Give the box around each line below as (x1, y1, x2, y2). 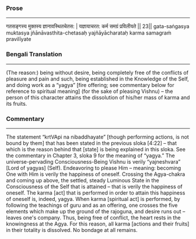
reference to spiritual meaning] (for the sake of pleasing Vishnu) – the (6, 88, 173, 95)
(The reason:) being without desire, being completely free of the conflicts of (6, 69, 188, 76)
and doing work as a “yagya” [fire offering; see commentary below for (6, 81, 174, 88)
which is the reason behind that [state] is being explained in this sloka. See (6, 146, 185, 153)
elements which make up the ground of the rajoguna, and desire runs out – (6, 207, 185, 214)
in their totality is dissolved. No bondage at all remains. (6, 226, 138, 233)
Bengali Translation (6, 50, 62, 58)
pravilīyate (6, 36, 32, 43)
